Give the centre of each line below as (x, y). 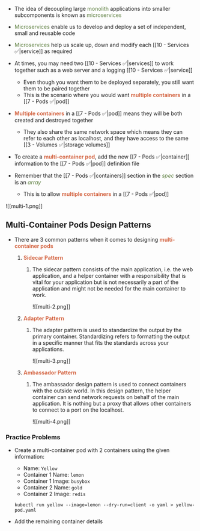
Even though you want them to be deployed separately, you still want (109, 82)
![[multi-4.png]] (51, 421)
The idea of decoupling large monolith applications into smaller (92, 9)
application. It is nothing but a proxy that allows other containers (112, 403)
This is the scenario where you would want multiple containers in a (107, 95)
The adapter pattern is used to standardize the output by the (107, 330)
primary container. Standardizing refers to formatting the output (111, 336)
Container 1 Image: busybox (57, 481)
